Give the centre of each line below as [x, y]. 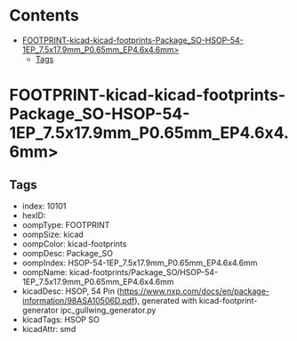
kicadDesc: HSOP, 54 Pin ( [71, 291]
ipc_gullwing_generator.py [108, 310]
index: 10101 [44, 206]
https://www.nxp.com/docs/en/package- [194, 291]
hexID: [34, 215]
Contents [44, 16]
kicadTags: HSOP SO [60, 319]
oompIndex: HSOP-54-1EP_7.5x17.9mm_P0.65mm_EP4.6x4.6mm [140, 263]
